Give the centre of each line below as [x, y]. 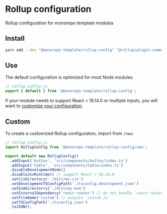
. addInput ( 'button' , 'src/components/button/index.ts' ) [69, 161]
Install [15, 38]
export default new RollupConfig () [42, 156]
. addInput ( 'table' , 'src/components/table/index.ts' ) [66, 165]
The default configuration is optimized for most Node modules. [70, 77]
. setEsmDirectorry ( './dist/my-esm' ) [47, 188]
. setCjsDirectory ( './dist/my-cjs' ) [46, 179]
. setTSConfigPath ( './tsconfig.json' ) [49, 202]
